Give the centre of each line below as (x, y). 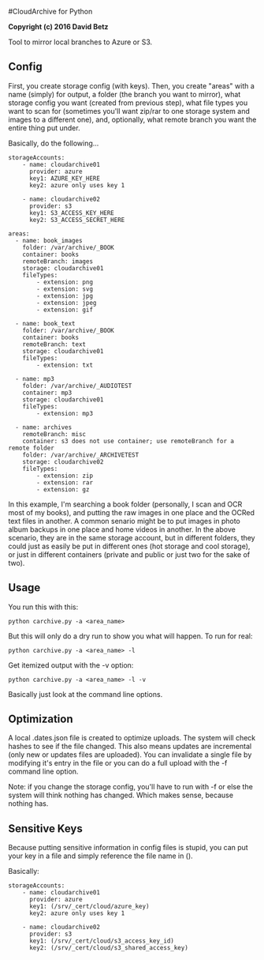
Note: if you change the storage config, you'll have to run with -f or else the (131, 787)
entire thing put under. (44, 128)
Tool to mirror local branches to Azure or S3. (80, 42)
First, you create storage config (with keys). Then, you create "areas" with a (131, 85)
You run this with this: (43, 607)
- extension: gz (63, 489)
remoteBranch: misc (54, 434)
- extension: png (65, 282)
